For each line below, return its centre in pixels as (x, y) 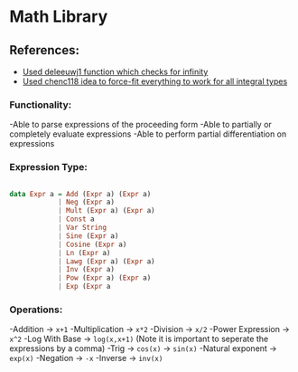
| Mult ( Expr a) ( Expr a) (106, 211)
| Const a (76, 219)
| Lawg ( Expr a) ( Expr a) (106, 261)
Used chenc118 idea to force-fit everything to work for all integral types (155, 81)
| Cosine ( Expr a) (92, 244)
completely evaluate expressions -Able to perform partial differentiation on (148, 134)
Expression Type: (48, 167)
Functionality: (41, 104)
